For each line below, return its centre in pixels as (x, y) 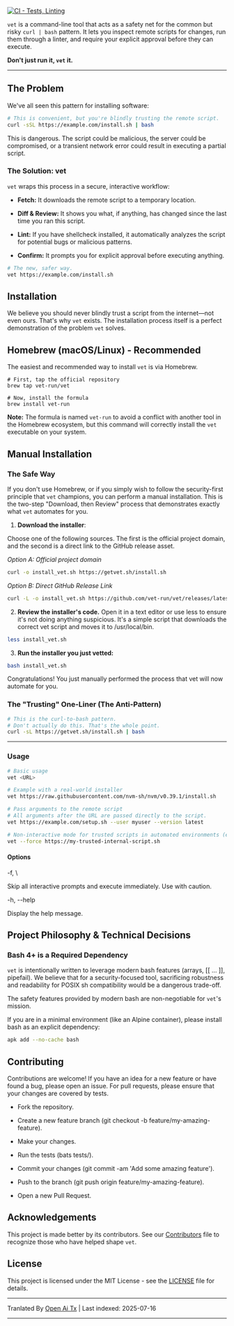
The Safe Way (31, 474)
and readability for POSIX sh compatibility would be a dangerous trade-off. (114, 985)
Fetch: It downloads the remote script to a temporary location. (107, 200)
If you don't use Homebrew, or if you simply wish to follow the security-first (115, 489)
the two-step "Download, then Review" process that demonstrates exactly (114, 504)
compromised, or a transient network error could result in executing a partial (117, 145)
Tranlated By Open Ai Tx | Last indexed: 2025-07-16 (82, 1308)
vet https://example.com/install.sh (60, 275)
